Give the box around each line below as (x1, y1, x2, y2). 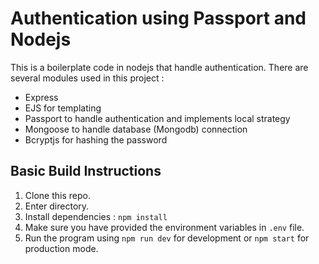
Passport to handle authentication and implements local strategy (24, 112, 291, 124)
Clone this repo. (24, 189, 91, 201)
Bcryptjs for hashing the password (24, 133, 168, 146)
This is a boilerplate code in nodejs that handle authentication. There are (10, 61, 309, 73)
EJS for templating (24, 102, 102, 114)
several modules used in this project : (10, 72, 165, 84)
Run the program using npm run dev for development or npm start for (24, 232, 310, 244)
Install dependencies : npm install (24, 210, 168, 222)
